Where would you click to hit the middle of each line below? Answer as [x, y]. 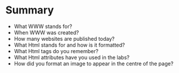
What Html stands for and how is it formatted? [69, 45]
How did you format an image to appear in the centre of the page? [94, 63]
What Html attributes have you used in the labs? [72, 57]
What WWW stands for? [43, 26]
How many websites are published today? [64, 39]
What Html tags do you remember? [56, 51]
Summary [30, 10]
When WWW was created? [47, 32]
